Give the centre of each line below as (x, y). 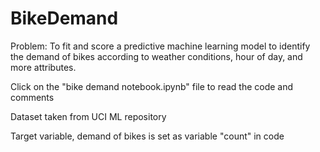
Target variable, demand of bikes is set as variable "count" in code (147, 136)
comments (32, 97)
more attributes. (43, 67)
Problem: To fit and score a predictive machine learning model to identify (160, 46)
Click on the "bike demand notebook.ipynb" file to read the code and (152, 86)
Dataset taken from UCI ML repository (88, 116)
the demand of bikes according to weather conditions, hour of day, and (156, 56)
